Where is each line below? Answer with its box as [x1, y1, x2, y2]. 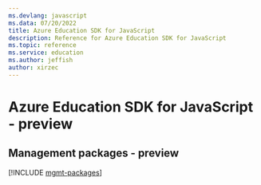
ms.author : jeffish [8, 57, 73, 65]
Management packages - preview [8, 147, 180, 160]
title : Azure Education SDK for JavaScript [8, 26, 156, 34]
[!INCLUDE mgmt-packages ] [8, 167, 102, 177]
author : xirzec [8, 64, 59, 72]
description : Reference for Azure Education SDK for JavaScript [8, 33, 227, 42]
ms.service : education [8, 49, 84, 57]
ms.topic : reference [8, 41, 77, 49]
